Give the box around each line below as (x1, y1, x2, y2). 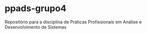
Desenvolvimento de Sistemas (4, 24, 67, 30)
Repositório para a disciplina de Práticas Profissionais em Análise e (4, 19, 142, 25)
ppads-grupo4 (4, 3, 67, 14)
